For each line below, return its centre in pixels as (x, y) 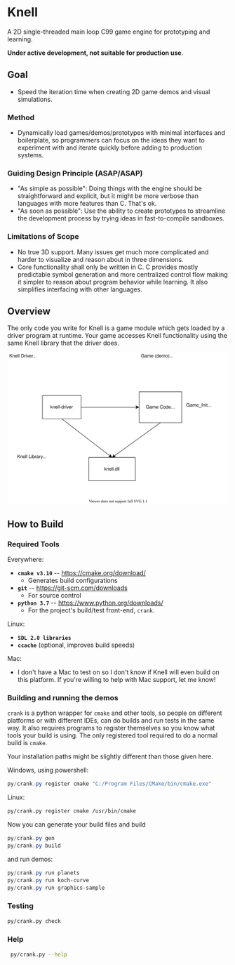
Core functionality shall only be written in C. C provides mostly (108, 267)
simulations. (35, 99)
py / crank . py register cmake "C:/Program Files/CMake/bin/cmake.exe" (109, 784)
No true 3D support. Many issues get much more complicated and (113, 252)
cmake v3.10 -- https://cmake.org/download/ (81, 573)
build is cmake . (27, 743)
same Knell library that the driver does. (63, 343)
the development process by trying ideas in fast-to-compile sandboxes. (121, 218)
